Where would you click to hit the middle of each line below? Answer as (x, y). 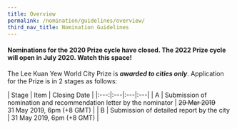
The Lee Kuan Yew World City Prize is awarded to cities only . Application (116, 73)
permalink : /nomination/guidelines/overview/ (76, 21)
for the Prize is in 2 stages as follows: (62, 81)
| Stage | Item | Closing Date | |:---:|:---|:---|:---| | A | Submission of (107, 95)
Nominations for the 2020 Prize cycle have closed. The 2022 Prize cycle (117, 50)
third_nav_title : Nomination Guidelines (69, 27)
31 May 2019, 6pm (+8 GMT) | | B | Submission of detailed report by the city (119, 110)
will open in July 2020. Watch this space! (70, 57)
